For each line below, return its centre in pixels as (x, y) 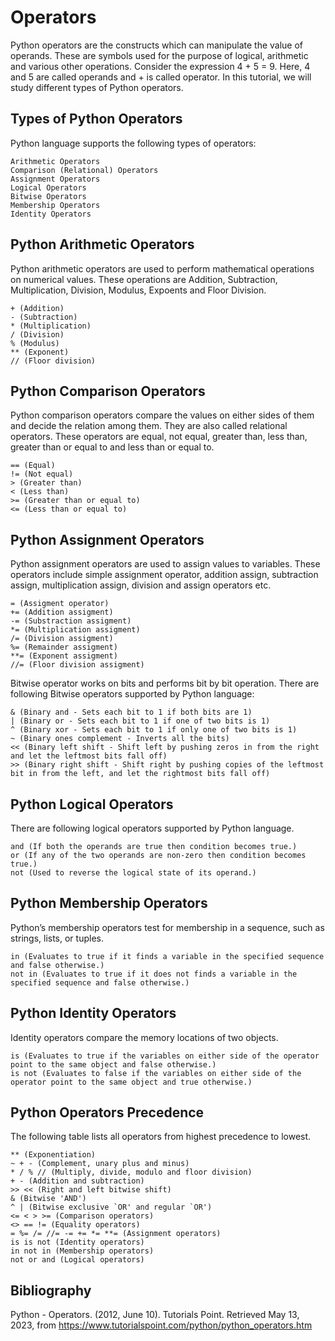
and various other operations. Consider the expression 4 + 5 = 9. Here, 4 (160, 66)
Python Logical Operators (92, 804)
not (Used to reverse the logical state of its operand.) (133, 873)
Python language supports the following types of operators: (133, 143)
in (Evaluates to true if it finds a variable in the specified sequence (167, 956)
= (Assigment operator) (60, 604)
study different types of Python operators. (97, 87)
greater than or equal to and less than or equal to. (112, 447)
